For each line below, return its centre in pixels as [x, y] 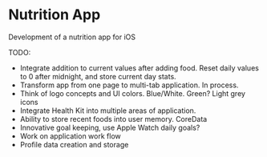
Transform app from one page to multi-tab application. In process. [129, 85]
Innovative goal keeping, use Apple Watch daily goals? [110, 127]
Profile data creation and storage [74, 144]
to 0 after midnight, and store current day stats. [98, 76]
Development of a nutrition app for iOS [72, 37]
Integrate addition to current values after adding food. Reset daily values [139, 68]
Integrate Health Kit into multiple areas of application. [108, 111]
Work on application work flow [71, 136]
